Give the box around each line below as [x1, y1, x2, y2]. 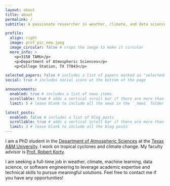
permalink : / [5, 17, 33, 22]
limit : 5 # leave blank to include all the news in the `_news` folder [10, 101, 164, 106]
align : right [10, 35, 37, 41]
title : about [5, 12, 33, 17]
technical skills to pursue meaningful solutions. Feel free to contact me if [5, 169, 157, 175]
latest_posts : [5, 110, 35, 115]
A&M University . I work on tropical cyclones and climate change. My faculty [5, 143, 163, 150]
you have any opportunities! [5, 175, 64, 180]
